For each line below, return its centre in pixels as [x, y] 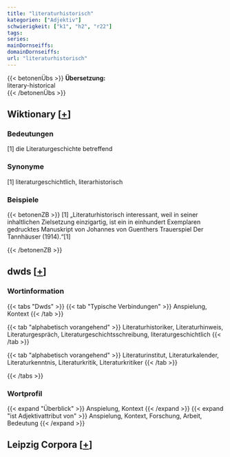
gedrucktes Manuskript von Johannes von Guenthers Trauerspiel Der [105, 230]
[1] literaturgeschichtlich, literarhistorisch [65, 182]
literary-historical [31, 85]
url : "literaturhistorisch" [48, 59]
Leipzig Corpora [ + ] [50, 445]
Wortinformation [35, 292]
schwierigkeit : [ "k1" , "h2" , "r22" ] [60, 26]
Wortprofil [25, 394]
